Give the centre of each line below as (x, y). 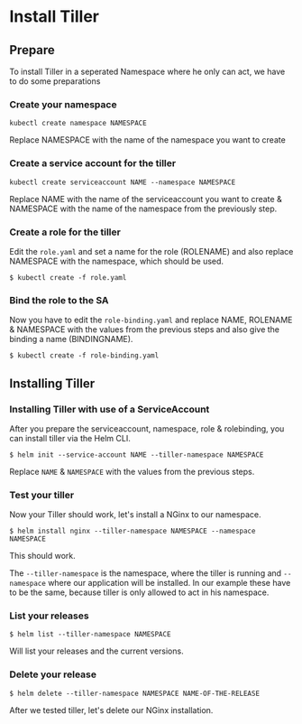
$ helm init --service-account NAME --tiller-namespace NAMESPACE (137, 455)
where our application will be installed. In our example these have (169, 583)
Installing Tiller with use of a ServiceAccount (110, 409)
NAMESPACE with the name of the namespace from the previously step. (143, 209)
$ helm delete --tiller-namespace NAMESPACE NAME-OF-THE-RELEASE (134, 693)
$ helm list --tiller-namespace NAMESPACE (90, 635)
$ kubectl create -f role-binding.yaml (84, 356)
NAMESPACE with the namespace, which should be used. (116, 261)
